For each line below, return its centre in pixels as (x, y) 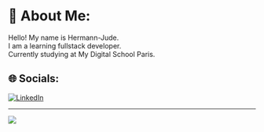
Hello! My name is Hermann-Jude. (64, 37)
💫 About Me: (49, 16)
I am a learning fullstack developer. (65, 45)
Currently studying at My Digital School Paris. (82, 54)
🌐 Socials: (34, 78)
